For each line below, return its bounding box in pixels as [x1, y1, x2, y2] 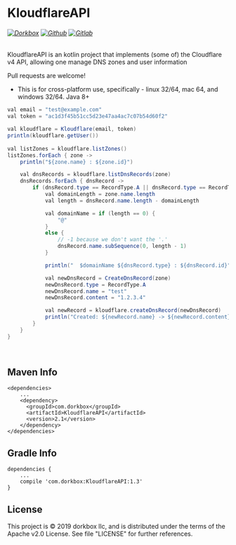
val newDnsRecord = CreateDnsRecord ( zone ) [44, 275, 171, 282]
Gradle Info [7, 447, 58, 459]
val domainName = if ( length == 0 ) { [44, 210, 156, 217]
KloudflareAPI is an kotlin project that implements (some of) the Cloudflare [7, 51, 223, 59]
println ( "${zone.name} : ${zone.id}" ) [20, 158, 133, 165]
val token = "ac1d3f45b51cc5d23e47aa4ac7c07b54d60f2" [7, 113, 169, 120]
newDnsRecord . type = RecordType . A [44, 281, 146, 288]
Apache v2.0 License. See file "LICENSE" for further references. [7, 530, 193, 538]
